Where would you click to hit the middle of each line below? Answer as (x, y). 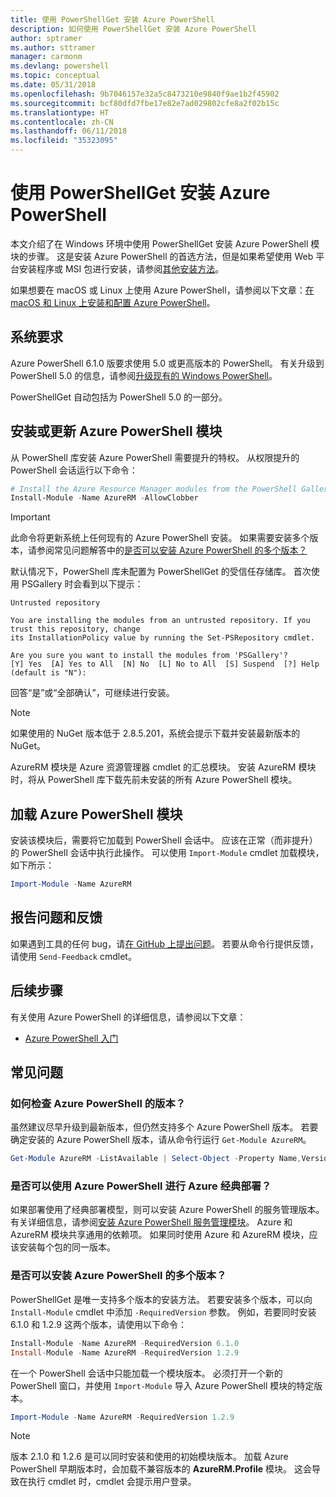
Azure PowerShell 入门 (71, 1038)
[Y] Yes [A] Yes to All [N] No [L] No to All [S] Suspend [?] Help (165, 664)
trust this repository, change (75, 629)
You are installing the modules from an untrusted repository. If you (160, 621)
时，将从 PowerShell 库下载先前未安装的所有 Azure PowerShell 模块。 (154, 780)
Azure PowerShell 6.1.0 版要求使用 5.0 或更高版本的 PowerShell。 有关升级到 (167, 363)
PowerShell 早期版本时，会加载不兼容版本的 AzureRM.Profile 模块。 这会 (161, 1469)
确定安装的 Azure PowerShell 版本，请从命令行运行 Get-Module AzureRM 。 (161, 1140)
